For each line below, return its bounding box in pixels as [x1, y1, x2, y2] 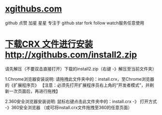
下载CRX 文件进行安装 [5, 39, 93, 50]
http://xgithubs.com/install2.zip [5, 49, 137, 60]
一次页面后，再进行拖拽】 [9, 88, 60, 94]
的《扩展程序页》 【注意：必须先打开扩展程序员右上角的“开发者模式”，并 [5, 82, 150, 88]
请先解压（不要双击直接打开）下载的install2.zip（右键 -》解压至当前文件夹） [5, 66, 157, 72]
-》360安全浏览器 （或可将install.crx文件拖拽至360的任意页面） [5, 104, 133, 110]
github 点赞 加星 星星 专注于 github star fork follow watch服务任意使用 [5, 20, 144, 26]
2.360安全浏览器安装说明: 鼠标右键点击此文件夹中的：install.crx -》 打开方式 [5, 98, 157, 104]
